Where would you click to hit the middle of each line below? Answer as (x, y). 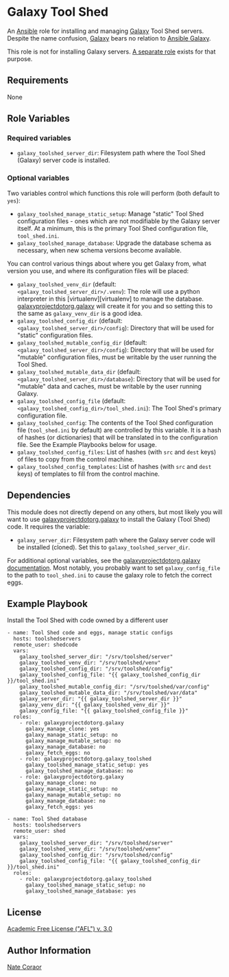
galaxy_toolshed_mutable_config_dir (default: (82, 342)
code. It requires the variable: (49, 527)
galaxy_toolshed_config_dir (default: (70, 321)
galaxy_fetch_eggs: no (58, 753)
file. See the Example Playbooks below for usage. (87, 444)
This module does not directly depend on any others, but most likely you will (115, 512)
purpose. (20, 58)
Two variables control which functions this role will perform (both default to (113, 193)
